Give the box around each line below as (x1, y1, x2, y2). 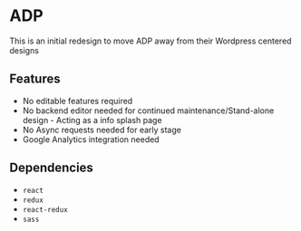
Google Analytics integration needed (22, 133, 160, 145)
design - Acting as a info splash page (22, 114, 162, 125)
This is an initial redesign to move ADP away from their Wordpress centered (9, 35, 292, 46)
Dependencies (9, 160, 93, 176)
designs (9, 44, 39, 55)
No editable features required (22, 95, 133, 106)
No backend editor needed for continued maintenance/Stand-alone (22, 105, 275, 116)
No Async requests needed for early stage (22, 124, 181, 135)
